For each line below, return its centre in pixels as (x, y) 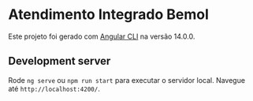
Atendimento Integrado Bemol (108, 15)
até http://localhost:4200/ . (54, 88)
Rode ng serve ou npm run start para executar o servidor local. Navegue (127, 80)
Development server (60, 61)
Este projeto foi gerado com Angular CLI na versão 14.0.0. (102, 36)
